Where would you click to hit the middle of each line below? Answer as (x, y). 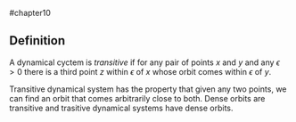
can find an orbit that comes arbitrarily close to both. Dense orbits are (137, 98)
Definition (37, 41)
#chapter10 (30, 13)
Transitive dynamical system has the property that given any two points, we (148, 89)
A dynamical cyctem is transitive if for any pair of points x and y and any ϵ (145, 62)
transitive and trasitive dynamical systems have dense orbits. (121, 108)
